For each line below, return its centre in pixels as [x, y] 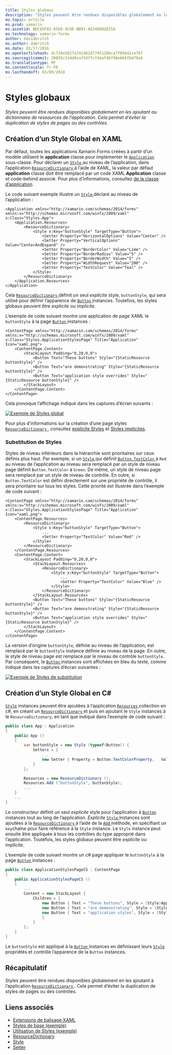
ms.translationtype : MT [31, 63]
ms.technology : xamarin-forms [38, 34]
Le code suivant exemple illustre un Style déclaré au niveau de [72, 194]
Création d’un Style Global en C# [58, 693]
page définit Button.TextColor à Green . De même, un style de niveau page [83, 470]
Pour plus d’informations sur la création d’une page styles [66, 423]
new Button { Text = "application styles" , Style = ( [100, 913]
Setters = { [45, 750]
